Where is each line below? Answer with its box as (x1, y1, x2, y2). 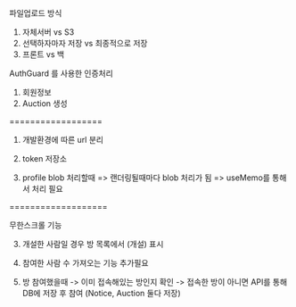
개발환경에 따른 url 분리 (21, 135, 104, 145)
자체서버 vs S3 (21, 27, 75, 37)
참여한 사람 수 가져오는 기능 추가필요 (21, 258, 149, 268)
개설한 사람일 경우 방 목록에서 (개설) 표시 (21, 239, 164, 249)
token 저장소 (21, 153, 68, 163)
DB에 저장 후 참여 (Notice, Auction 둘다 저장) (21, 288, 181, 298)
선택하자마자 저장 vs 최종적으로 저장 (21, 38, 149, 48)
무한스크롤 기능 (9, 220, 62, 230)
